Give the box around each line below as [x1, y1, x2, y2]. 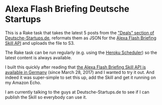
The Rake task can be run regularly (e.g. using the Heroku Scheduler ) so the [5, 50, 158, 55]
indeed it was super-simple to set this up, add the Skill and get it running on [5, 74, 156, 80]
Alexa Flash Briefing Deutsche [5, 3, 130, 15]
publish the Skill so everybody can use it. [5, 94, 87, 100]
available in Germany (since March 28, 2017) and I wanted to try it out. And [5, 69, 154, 75]
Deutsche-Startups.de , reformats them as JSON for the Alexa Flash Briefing [5, 35, 157, 41]
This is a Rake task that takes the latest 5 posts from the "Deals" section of [5, 30, 154, 35]
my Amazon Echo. [5, 79, 41, 86]
